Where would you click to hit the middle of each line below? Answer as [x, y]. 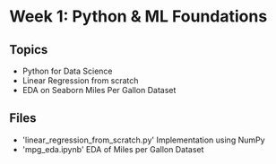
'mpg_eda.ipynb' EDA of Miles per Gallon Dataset [113, 149]
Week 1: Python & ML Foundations [138, 17]
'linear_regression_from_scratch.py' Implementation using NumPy [144, 140]
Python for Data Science [68, 71]
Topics [29, 50]
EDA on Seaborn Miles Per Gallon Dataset [99, 90]
